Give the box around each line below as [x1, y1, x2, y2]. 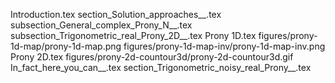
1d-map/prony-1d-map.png [10, 40, 122, 52]
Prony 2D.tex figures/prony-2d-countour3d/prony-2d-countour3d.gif [10, 51, 294, 63]
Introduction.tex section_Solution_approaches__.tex [10, 9, 222, 20]
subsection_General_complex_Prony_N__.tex [10, 19, 193, 31]
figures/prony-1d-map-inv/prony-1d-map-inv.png [123, 40, 326, 52]
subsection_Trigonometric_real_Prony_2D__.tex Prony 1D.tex [10, 30, 257, 41]
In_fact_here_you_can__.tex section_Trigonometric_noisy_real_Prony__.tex [10, 62, 312, 73]
